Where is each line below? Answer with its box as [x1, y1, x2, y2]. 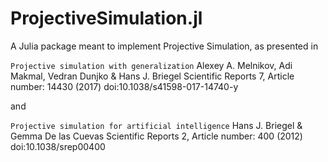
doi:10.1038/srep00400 [10, 140, 106, 152]
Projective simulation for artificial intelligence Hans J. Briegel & [10, 119, 303, 131]
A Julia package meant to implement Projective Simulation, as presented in [10, 40, 319, 52]
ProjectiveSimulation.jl [10, 7, 203, 30]
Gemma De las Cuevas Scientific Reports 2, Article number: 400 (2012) [10, 130, 303, 142]
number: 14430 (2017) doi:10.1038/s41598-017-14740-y [10, 80, 239, 92]
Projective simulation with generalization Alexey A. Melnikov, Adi [10, 59, 293, 71]
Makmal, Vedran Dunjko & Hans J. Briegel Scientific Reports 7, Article [10, 70, 295, 82]
